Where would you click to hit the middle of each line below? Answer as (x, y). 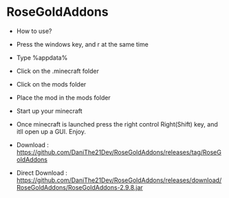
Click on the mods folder (51, 84)
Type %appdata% (42, 57)
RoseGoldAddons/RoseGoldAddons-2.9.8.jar (80, 187)
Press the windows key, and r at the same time (82, 44)
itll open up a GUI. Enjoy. (51, 131)
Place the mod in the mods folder (63, 98)
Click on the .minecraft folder (58, 71)
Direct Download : (42, 173)
